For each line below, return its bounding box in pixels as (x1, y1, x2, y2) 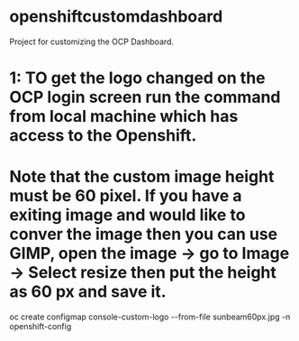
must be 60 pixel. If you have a (9, 186, 242, 207)
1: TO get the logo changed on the (9, 68, 266, 88)
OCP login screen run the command (9, 88, 281, 107)
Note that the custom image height (9, 167, 275, 187)
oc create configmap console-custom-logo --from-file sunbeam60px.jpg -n (9, 311, 291, 322)
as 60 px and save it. (9, 281, 167, 302)
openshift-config (9, 321, 72, 332)
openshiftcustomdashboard (9, 6, 223, 27)
